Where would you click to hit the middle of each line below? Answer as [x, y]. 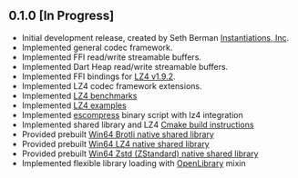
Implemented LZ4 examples [74, 105]
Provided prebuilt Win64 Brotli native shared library [118, 134]
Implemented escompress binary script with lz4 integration [132, 114]
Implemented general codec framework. [97, 47]
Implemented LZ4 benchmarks [79, 95]
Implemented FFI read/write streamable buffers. [112, 57]
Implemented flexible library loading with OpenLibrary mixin [134, 163]
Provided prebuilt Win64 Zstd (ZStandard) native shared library [140, 153]
